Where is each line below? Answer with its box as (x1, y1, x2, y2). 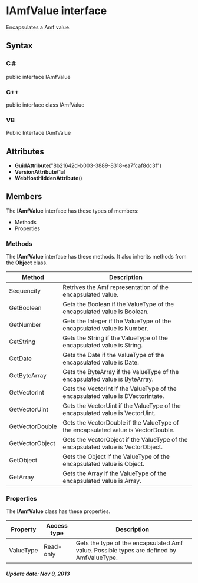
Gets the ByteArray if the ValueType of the (62, 368, 179, 376)
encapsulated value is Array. (62, 477, 141, 485)
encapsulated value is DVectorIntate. (62, 392, 164, 400)
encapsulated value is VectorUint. (62, 409, 156, 418)
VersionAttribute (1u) (14, 168, 66, 175)
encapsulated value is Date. (62, 358, 140, 366)
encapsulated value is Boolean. (62, 307, 149, 316)
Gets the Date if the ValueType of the (62, 351, 164, 359)
